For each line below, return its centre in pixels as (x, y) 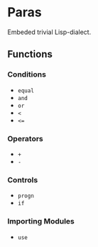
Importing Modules (41, 221)
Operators (26, 138)
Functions (30, 54)
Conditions (27, 75)
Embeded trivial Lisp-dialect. (49, 32)
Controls (23, 180)
